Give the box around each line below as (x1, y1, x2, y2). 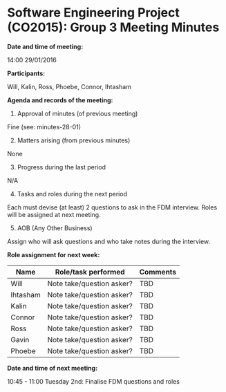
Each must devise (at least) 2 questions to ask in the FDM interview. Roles (7, 203, 218, 212)
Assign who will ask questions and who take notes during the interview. (7, 237, 211, 245)
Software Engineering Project (7, 5, 180, 21)
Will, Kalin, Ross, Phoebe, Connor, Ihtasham (7, 82, 131, 91)
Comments (139, 267, 177, 277)
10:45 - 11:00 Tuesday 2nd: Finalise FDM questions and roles (7, 377, 180, 385)
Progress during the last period (17, 162, 106, 171)
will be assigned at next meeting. (7, 210, 102, 218)
